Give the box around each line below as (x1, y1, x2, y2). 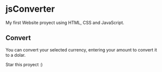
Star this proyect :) (5, 61, 43, 67)
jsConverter (5, 3, 55, 15)
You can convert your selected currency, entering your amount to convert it (5, 47, 158, 52)
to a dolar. (5, 52, 26, 58)
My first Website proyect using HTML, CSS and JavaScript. (5, 20, 124, 25)
